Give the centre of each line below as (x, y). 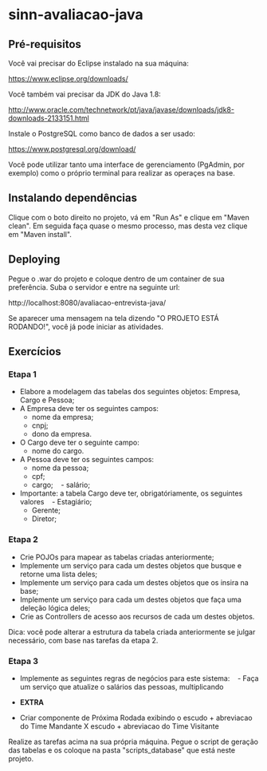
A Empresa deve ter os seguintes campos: (89, 409)
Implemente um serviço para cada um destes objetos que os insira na (134, 582)
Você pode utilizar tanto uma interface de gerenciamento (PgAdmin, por (127, 164)
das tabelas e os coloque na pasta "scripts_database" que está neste (122, 750)
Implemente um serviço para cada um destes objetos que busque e (130, 565)
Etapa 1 (23, 374)
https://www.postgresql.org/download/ (72, 149)
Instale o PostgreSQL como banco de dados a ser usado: (102, 134)
